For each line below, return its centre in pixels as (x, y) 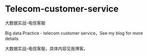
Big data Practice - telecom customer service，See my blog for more (74, 33)
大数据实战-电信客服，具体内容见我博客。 (47, 48)
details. (12, 38)
